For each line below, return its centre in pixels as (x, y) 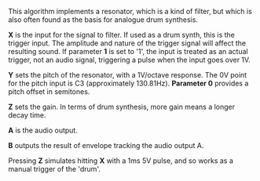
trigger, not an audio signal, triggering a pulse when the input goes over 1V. (130, 60)
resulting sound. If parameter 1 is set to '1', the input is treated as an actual (128, 51)
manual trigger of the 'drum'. (54, 169)
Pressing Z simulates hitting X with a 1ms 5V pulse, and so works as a (121, 161)
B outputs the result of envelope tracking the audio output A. (106, 145)
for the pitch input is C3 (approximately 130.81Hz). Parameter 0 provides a (128, 83)
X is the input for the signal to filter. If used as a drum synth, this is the (122, 35)
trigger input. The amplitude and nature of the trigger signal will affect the (127, 43)
